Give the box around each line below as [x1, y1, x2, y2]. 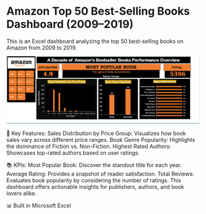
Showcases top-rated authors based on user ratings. [6, 149, 140, 157]
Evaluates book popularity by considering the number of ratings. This [6, 177, 181, 184]
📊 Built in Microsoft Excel [6, 202, 72, 209]
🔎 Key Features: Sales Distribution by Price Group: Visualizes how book [6, 130, 186, 137]
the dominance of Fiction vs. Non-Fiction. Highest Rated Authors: [6, 142, 172, 150]
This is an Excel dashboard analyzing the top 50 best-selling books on [6, 37, 184, 45]
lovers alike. [6, 190, 37, 197]
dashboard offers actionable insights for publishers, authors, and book [6, 183, 185, 191]
